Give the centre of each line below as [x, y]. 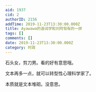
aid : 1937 [16, 10]
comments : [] [19, 38]
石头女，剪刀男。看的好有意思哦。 [41, 62]
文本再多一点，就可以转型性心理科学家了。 [50, 73]
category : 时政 [20, 48]
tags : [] [14, 33]
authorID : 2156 [21, 19]
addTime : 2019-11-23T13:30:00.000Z [43, 24]
